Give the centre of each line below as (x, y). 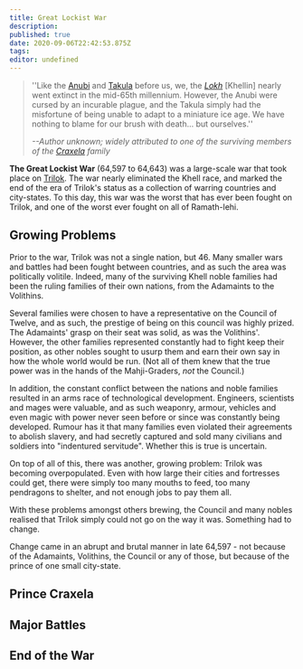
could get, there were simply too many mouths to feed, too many (130, 482)
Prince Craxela (52, 594)
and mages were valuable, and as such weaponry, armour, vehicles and (143, 407)
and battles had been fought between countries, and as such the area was (148, 267)
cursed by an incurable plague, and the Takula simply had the (146, 104)
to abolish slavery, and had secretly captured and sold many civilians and (146, 436)
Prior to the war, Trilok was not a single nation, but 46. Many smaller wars (146, 257)
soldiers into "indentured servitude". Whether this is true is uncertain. (138, 446)
